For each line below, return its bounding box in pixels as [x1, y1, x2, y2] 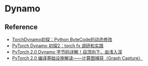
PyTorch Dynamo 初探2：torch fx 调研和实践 [11, 43, 103, 49]
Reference [4, 23, 38, 31]
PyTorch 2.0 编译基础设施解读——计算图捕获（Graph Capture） [11, 55, 143, 61]
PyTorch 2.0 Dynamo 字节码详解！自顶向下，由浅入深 [11, 49, 122, 55]
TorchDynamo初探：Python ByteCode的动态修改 [11, 37, 112, 42]
